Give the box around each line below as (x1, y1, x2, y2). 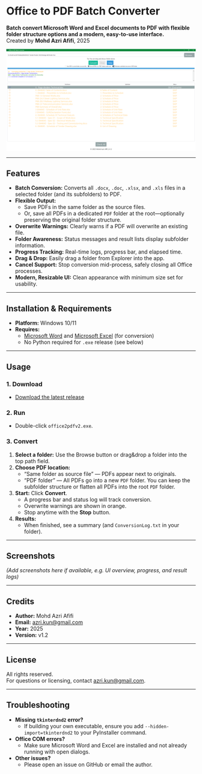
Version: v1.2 (14, 631, 49, 639)
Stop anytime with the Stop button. (23, 508, 111, 516)
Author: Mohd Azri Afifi (14, 613, 74, 620)
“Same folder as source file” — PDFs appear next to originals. (23, 470, 177, 477)
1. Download (6, 379, 43, 388)
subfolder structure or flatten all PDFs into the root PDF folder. (23, 483, 176, 490)
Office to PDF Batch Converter (6, 4, 161, 18)
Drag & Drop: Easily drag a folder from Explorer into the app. (14, 255, 165, 262)
